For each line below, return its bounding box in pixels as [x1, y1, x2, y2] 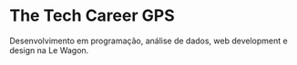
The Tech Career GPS [9, 5, 175, 26]
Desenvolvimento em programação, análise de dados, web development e [9, 35, 289, 46]
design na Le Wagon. [9, 44, 89, 55]
